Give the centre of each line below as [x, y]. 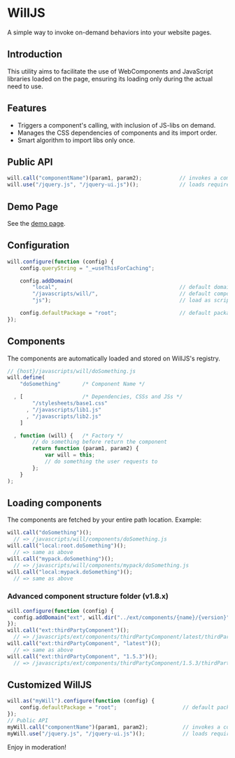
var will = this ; [70, 455]
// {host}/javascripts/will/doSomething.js [72, 371]
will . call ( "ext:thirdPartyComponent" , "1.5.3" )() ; [83, 656]
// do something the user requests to [101, 462]
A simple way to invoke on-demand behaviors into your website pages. [109, 32]
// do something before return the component [100, 442]
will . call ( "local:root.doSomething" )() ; [67, 546]
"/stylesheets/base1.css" [70, 404]
